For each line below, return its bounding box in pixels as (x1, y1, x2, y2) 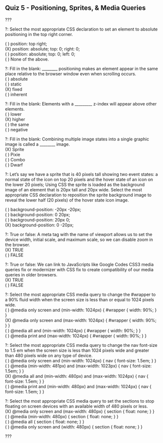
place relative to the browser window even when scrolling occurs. (5, 70, 137, 77)
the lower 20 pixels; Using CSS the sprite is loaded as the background (5, 182, 145, 187)
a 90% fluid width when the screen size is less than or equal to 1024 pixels (5, 296, 154, 303)
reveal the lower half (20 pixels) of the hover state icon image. (5, 197, 129, 203)
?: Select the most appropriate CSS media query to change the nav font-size (5, 342, 158, 348)
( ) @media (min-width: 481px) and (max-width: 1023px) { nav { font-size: (5, 363, 152, 369)
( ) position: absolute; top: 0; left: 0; (5, 51, 76, 57)
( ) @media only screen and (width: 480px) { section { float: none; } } (5, 424, 143, 429)
